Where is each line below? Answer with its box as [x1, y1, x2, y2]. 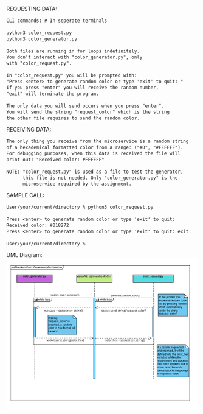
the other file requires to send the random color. [6, 115, 140, 121]
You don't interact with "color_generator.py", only [6, 54, 143, 60]
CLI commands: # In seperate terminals [6, 18, 108, 24]
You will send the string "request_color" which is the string [6, 109, 170, 115]
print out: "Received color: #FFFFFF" [6, 156, 105, 163]
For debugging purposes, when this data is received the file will [6, 150, 181, 156]
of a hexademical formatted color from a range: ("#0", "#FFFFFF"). [6, 144, 184, 150]
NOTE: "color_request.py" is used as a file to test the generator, [6, 169, 184, 175]
